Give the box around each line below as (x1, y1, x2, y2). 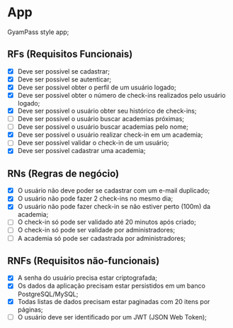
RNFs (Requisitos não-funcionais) (7, 254, 160, 266)
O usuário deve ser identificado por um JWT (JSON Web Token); (17, 312, 208, 321)
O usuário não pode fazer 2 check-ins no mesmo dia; (17, 194, 174, 203)
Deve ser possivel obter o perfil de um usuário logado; (17, 83, 177, 91)
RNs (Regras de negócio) (7, 167, 119, 179)
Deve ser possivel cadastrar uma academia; (17, 147, 146, 155)
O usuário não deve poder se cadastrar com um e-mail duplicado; (17, 186, 210, 195)
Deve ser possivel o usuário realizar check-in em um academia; (17, 130, 203, 139)
